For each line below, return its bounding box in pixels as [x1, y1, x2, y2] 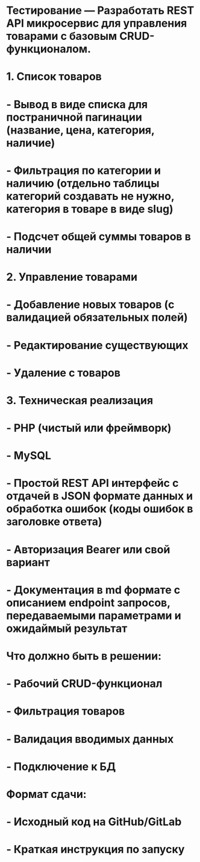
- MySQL [6, 449, 51, 463]
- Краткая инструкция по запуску [6, 843, 185, 857]
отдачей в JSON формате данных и [6, 489, 193, 503]
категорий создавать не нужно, [6, 189, 175, 203]
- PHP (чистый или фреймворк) [6, 421, 172, 435]
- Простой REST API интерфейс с [6, 477, 179, 490]
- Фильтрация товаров [6, 704, 125, 718]
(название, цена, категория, [6, 123, 155, 137]
